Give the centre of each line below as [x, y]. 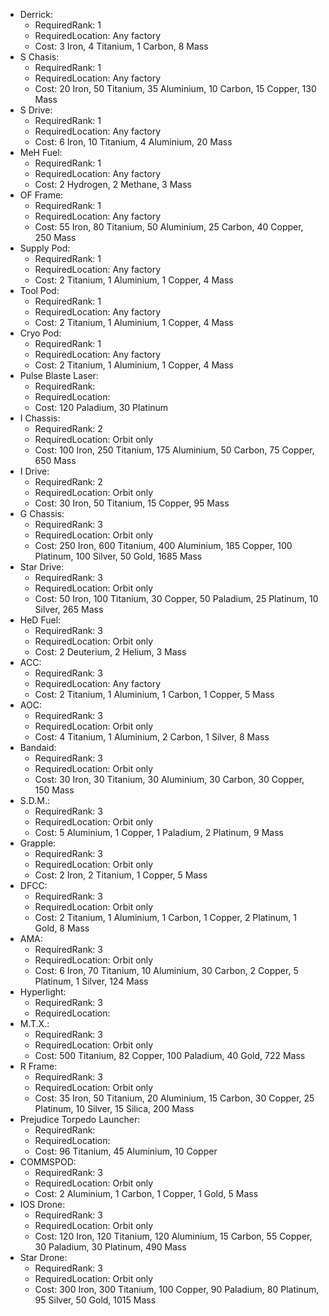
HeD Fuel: [40, 620]
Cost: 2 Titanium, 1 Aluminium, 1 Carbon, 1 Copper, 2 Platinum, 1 [165, 917]
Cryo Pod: [40, 333]
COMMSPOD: [48, 1162]
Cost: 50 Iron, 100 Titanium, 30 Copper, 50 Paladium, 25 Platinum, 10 [176, 598]
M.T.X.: [34, 1023]
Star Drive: [42, 567]
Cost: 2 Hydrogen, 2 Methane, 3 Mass [113, 184]
